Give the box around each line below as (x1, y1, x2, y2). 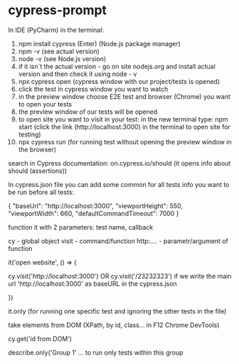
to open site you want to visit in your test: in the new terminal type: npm (18, 114, 228, 123)
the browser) (18, 145, 56, 154)
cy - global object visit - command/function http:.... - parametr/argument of (8, 237, 228, 245)
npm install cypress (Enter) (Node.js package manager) (18, 39, 181, 48)
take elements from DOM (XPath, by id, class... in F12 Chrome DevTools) (8, 321, 220, 329)
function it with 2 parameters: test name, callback (8, 223, 154, 231)
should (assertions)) (8, 166, 67, 175)
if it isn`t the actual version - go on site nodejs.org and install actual (18, 62, 216, 70)
